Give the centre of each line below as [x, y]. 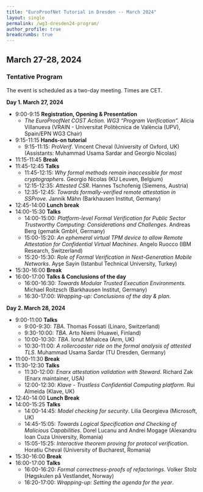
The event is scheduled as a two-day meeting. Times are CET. [84, 90]
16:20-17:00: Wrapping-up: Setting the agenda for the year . [99, 482]
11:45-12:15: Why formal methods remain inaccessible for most [103, 173]
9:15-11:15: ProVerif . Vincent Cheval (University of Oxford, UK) [102, 146]
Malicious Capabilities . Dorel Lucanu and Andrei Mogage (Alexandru [110, 430]
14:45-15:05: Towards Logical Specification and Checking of [100, 423]
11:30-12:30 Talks [37, 365]
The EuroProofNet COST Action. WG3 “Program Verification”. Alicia [109, 121]
